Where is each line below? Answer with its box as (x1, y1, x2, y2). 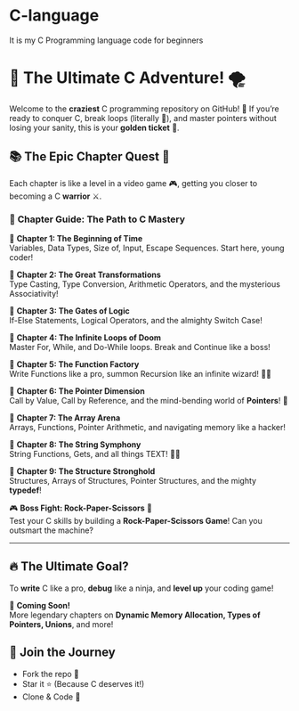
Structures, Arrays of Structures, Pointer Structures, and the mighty (9, 475, 256, 486)
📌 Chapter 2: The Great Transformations (9, 269, 162, 280)
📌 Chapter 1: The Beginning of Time (9, 233, 143, 243)
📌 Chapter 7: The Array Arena (9, 412, 121, 423)
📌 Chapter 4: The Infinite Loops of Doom (9, 331, 162, 343)
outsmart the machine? (9, 525, 93, 535)
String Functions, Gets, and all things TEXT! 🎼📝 (9, 448, 181, 459)
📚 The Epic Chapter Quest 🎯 (9, 149, 171, 165)
